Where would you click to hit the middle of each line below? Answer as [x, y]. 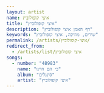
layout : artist [26, 12]
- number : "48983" [35, 63]
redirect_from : [26, 46]
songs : [15, 58]
